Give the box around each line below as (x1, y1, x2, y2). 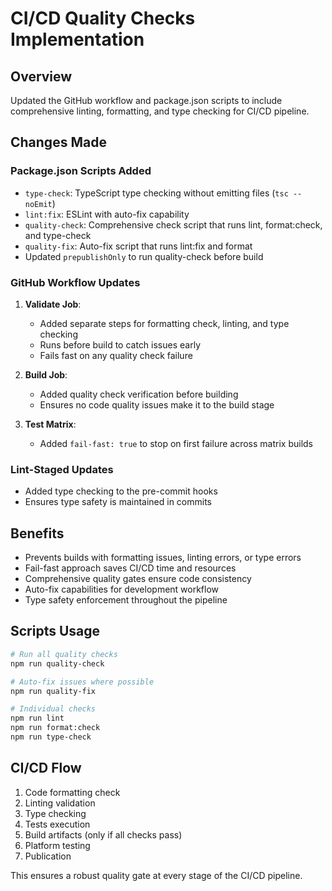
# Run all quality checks (10, 649, 118, 659)
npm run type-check (10, 732, 92, 742)
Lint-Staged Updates (10, 462, 114, 476)
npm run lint (10, 713, 65, 724)
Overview (10, 68, 73, 85)
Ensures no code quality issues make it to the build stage (39, 398, 275, 411)
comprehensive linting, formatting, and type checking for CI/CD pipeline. (10, 105, 310, 117)
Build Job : (24, 368, 68, 381)
